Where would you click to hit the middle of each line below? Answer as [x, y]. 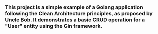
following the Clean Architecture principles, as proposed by [79, 13]
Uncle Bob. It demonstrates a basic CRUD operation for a [75, 20]
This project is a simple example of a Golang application [74, 7]
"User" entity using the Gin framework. [54, 26]
